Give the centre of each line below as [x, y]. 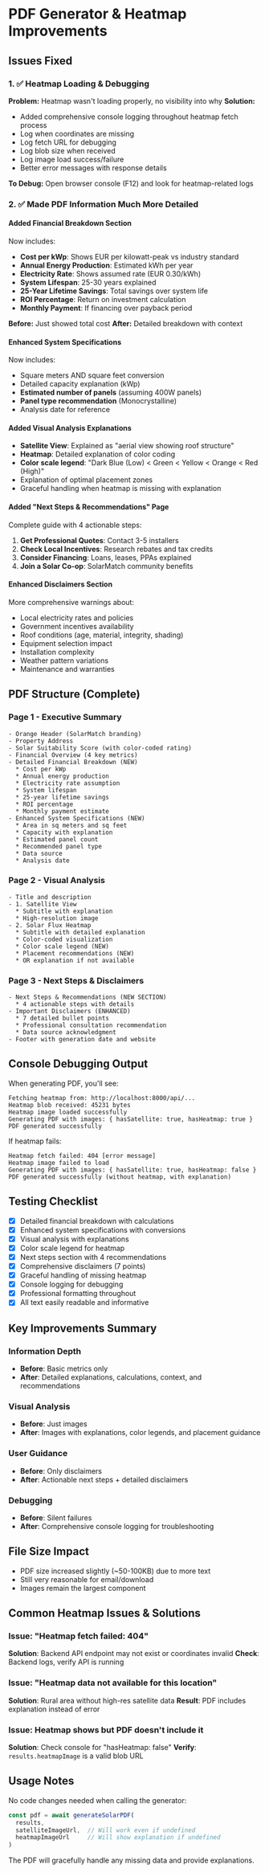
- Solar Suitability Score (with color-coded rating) [100, 748]
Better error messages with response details [93, 168]
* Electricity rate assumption [68, 783]
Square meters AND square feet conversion [92, 375]
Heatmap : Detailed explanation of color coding [98, 454]
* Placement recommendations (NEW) [75, 953]
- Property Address [41, 741]
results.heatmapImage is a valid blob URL [76, 1756]
